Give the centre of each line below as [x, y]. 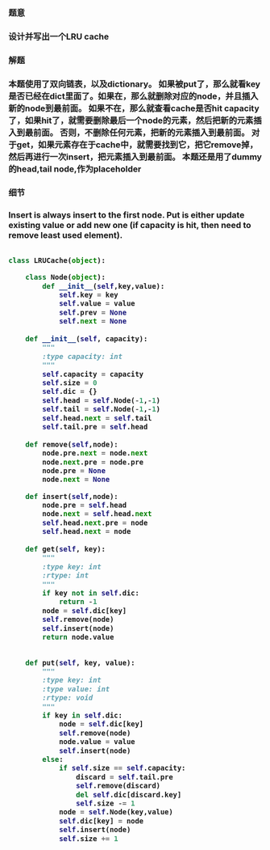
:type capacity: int [82, 356]
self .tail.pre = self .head [95, 427]
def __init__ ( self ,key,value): [103, 286]
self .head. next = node [86, 532]
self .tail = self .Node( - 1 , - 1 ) [101, 409]
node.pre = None [74, 470]
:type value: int [76, 689]
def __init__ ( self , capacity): [87, 339]
